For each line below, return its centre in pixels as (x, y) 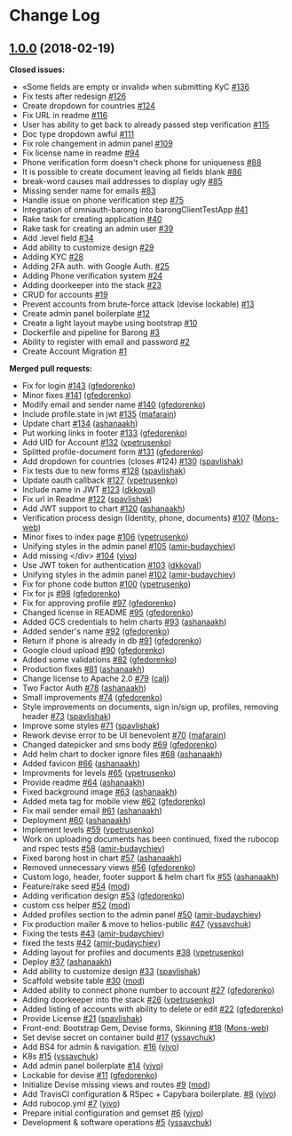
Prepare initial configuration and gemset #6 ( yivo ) (113, 1113)
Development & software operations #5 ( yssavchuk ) (117, 1122)
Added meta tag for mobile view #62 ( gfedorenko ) (114, 801)
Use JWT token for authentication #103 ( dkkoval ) (112, 565)
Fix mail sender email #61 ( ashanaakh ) (92, 811)
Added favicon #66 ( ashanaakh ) (81, 764)
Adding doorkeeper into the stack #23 (92, 285)
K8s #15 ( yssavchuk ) (60, 1056)
